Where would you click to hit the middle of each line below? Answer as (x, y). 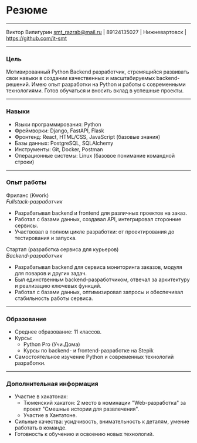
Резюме (27, 10)
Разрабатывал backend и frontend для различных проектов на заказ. (101, 213)
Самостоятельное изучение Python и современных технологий (94, 357)
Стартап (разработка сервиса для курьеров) (62, 249)
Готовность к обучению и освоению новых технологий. (84, 434)
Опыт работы (26, 182)
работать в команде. (40, 428)
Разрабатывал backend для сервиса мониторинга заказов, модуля (98, 267)
